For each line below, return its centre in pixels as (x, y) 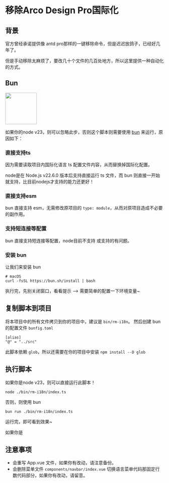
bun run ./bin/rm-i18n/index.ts (39, 412)
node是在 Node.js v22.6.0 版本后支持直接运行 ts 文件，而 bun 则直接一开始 (82, 175)
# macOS (13, 276)
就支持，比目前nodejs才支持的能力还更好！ (50, 182)
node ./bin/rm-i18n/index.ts (36, 392)
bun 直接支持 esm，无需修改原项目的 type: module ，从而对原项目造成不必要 (84, 208)
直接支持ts (18, 153)
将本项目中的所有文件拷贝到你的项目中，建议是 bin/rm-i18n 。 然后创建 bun (83, 321)
